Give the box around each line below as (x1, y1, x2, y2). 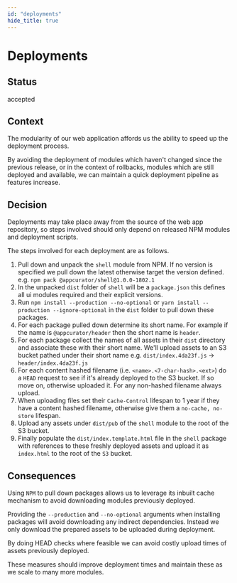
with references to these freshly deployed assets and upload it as (17, 442, 209, 450)
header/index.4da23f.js (17, 360, 89, 367)
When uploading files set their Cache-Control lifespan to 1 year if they (17, 396, 220, 405)
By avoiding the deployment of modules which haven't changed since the (7, 156, 222, 164)
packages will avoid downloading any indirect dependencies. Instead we (7, 517, 219, 526)
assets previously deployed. (7, 546, 89, 555)
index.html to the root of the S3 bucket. (17, 449, 133, 458)
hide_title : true (7, 17, 59, 24)
